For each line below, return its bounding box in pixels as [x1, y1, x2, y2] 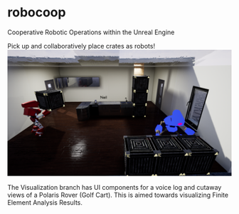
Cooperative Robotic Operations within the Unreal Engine [7, 28, 175, 36]
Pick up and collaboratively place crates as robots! [7, 41, 155, 50]
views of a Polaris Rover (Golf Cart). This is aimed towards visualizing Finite [7, 190, 229, 200]
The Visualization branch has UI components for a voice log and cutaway [7, 183, 222, 192]
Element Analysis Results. [7, 198, 83, 207]
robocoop [7, 4, 66, 21]
